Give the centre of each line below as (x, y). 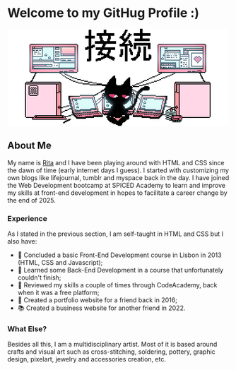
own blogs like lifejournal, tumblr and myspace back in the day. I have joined (118, 177)
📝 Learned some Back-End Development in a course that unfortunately (120, 270)
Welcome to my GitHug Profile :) (104, 13)
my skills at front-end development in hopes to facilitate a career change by (117, 193)
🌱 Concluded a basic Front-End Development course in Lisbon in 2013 (119, 255)
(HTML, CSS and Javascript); (60, 263)
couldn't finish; (39, 277)
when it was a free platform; (58, 293)
